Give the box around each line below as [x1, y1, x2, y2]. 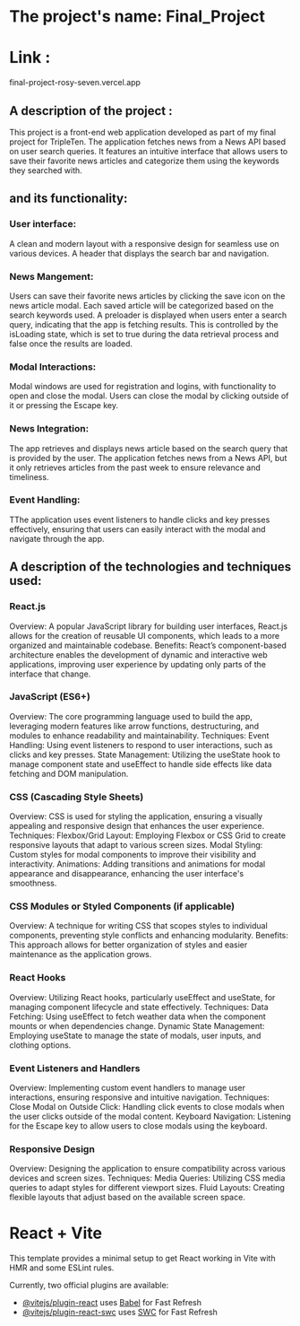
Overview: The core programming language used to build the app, [9, 711, 253, 721]
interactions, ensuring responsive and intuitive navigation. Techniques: [9, 1092, 270, 1103]
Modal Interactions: [9, 361, 97, 373]
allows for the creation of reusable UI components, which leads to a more [9, 630, 280, 641]
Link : [9, 48, 51, 68]
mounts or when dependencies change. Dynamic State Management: [9, 1020, 265, 1031]
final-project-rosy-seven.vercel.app [9, 77, 141, 88]
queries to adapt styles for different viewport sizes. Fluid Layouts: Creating [9, 1182, 285, 1193]
